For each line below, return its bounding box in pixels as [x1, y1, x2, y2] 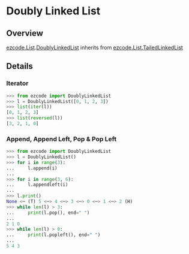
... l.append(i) [6, 165, 58, 171]
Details [6, 61, 33, 71]
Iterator [6, 79, 29, 87]
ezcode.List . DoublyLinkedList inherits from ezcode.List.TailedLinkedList [6, 44, 183, 51]
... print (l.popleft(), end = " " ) [6, 232, 101, 238]
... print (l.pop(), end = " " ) [6, 210, 90, 216]
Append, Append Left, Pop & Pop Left [6, 135, 117, 143]
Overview [6, 28, 44, 38]
